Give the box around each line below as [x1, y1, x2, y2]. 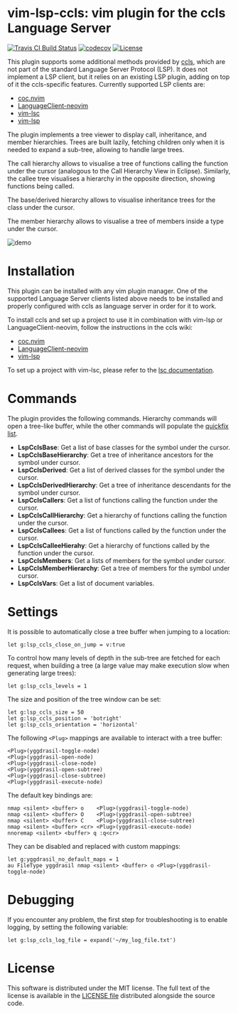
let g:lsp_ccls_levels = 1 [7, 682, 87, 690]
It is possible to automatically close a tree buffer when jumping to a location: [7, 627, 231, 636]
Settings [7, 604, 58, 620]
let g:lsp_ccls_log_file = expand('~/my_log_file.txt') [7, 936, 176, 943]
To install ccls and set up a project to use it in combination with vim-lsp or [7, 315, 223, 324]
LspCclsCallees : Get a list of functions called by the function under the [17, 526, 227, 535]
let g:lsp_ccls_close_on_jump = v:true [7, 641, 126, 648]
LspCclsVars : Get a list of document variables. [17, 579, 155, 587]
